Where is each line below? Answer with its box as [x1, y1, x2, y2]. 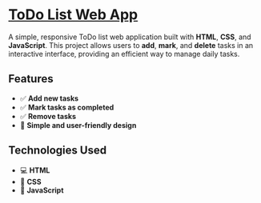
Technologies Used [8, 144, 106, 157]
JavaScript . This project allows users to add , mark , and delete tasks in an [8, 40, 254, 50]
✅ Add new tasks [19, 94, 78, 103]
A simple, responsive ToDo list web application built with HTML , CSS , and [8, 32, 251, 42]
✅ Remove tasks [19, 111, 76, 121]
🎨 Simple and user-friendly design [19, 120, 137, 129]
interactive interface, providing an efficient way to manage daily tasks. [8, 49, 240, 58]
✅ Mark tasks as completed [19, 102, 114, 112]
